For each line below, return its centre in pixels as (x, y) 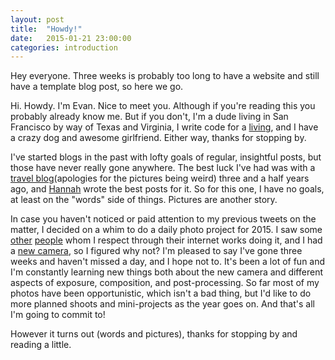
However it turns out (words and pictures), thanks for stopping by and (154, 334)
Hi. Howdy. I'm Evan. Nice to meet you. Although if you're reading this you (163, 106)
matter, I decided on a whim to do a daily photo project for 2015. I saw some (166, 230)
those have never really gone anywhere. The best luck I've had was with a (163, 168)
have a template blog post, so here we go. (97, 87)
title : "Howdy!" (46, 29)
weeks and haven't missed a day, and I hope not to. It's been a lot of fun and (168, 262)
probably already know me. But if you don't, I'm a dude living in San (149, 117)
